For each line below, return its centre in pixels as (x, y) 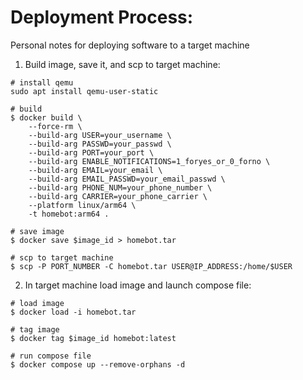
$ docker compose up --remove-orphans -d (98, 364)
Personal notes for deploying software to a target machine (130, 45)
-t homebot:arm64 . (69, 214)
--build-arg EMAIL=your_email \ (95, 170)
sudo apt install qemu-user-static (84, 91)
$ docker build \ (46, 117)
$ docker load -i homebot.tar (73, 312)
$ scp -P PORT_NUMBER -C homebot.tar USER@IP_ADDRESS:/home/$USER (151, 266)
